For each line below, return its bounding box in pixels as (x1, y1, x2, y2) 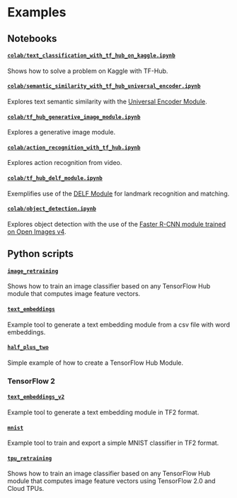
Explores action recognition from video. (7, 159, 122, 167)
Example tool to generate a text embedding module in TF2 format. (7, 408, 200, 417)
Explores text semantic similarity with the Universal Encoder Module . (7, 97, 207, 106)
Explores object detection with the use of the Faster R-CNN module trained (7, 220, 226, 228)
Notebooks (7, 33, 57, 45)
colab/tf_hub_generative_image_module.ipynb (7, 113, 141, 120)
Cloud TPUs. (7, 485, 45, 493)
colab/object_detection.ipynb (7, 205, 97, 213)
